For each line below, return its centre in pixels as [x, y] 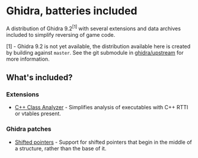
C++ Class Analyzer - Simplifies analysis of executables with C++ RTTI [101, 108]
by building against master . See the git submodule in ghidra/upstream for [95, 52]
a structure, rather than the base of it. [60, 148]
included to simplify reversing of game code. [61, 34]
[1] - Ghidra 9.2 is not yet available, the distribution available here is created [98, 46]
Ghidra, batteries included [72, 11]
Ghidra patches [29, 129]
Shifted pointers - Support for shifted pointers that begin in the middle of [103, 142]
